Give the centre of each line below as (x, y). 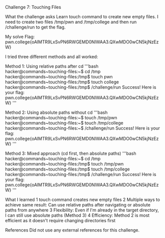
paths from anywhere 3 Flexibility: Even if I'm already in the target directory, (82, 210)
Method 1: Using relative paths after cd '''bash (52, 66)
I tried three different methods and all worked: (52, 57)
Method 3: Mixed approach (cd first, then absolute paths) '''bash (71, 153)
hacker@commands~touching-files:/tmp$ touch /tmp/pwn (65, 164)
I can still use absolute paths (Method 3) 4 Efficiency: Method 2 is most (77, 215)
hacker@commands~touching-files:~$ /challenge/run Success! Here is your (82, 128)
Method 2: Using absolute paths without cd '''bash (56, 112)
